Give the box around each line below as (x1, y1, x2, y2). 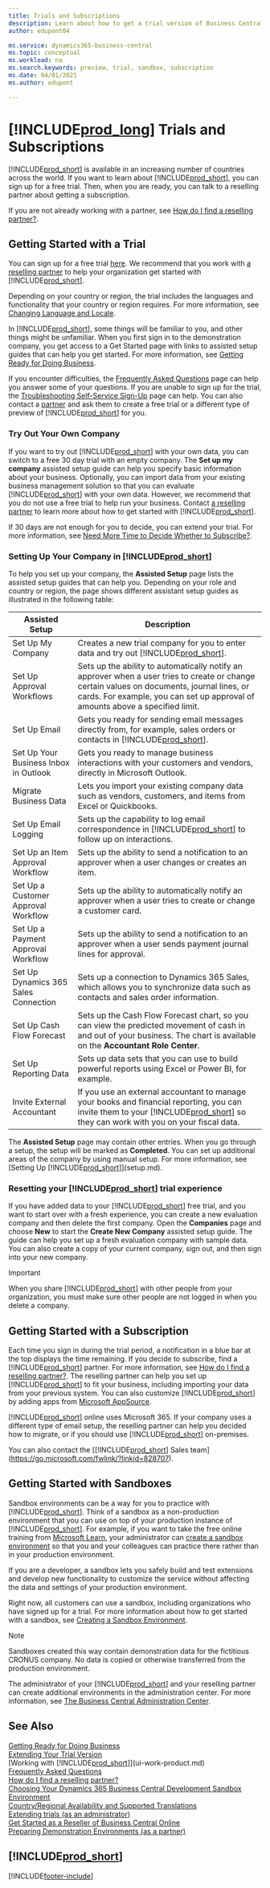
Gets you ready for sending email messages (77, 713, 243, 725)
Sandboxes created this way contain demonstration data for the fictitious (8, 1646, 249, 1655)
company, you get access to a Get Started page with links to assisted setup (8, 341, 258, 351)
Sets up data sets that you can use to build (77, 1052, 239, 1064)
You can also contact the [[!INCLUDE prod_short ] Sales (8, 1445, 189, 1455)
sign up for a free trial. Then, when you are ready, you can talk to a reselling (8, 181, 259, 191)
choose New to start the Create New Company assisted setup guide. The (8, 1227, 253, 1237)
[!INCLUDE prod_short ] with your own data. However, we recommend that (8, 489, 251, 499)
